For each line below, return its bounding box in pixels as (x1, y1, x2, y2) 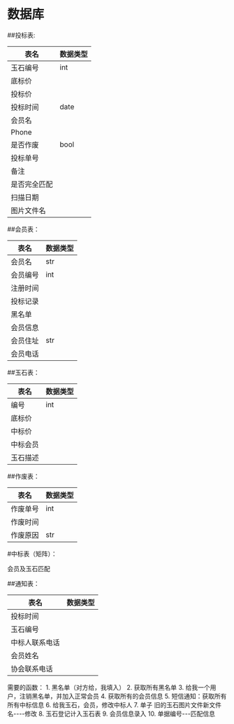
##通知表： (7, 579, 40, 587)
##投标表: (7, 31, 36, 39)
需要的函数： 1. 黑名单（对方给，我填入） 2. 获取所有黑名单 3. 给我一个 (7, 683, 211, 691)
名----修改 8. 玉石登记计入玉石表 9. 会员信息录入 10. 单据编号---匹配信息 (7, 709, 215, 718)
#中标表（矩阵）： (7, 549, 57, 558)
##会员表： (7, 225, 40, 233)
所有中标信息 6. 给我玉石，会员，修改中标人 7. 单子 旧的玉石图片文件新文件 (7, 700, 222, 709)
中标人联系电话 (10, 637, 61, 647)
